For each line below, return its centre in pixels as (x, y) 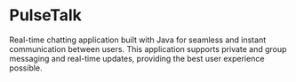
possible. (26, 68)
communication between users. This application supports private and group (148, 48)
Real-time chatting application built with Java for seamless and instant (138, 40)
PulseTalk (46, 15)
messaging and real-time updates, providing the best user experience (137, 58)
